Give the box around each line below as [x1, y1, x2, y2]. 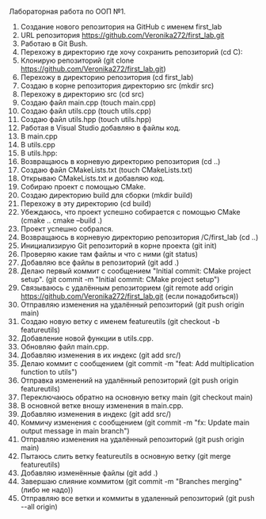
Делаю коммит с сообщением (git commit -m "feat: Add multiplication [20, 359, 255, 368]
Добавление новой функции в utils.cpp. [20, 334, 154, 343]
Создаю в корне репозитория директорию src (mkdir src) [20, 81, 215, 90]
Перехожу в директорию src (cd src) [20, 90, 145, 98]
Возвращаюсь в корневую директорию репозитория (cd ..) [20, 157, 221, 166]
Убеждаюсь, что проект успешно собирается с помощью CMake [20, 208, 241, 216]
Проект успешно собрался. [20, 224, 114, 233]
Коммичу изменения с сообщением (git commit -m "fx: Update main [20, 418, 250, 427]
